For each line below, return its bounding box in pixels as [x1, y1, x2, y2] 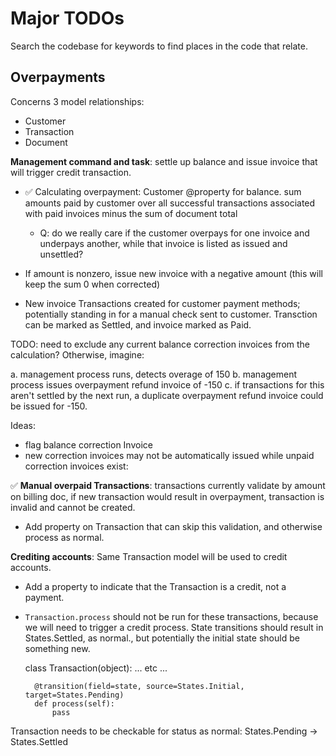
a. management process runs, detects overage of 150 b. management [10, 368, 298, 380]
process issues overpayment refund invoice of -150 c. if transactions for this [10, 378, 325, 391]
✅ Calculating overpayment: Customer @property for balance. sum [24, 185, 302, 197]
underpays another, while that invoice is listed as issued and [39, 237, 288, 249]
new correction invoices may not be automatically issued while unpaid [24, 449, 315, 461]
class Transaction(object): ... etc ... [24, 662, 168, 674]
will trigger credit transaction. [10, 166, 132, 178]
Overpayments [10, 69, 106, 86]
